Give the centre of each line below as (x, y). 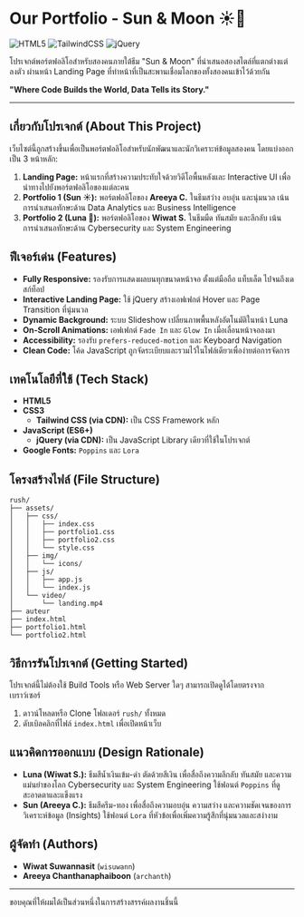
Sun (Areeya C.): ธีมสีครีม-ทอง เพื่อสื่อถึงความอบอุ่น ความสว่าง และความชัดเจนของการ (157, 805)
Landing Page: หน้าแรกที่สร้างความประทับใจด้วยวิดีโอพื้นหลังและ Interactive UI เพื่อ (157, 177)
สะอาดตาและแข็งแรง (52, 795)
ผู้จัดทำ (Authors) (54, 844)
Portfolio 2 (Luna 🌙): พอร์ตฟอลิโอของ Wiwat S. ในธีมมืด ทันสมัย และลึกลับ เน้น (152, 218)
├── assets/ (32, 508)
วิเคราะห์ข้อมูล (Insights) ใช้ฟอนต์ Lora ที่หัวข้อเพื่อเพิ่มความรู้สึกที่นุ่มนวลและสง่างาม (150, 815)
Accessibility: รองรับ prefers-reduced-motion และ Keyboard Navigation (152, 340)
